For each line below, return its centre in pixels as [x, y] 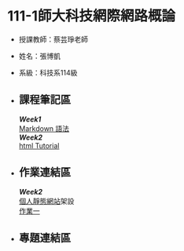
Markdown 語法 [44, 128]
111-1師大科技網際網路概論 [92, 16]
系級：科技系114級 [48, 72]
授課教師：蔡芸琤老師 [53, 39]
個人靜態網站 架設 [46, 201]
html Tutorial [39, 145]
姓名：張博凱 [39, 56]
